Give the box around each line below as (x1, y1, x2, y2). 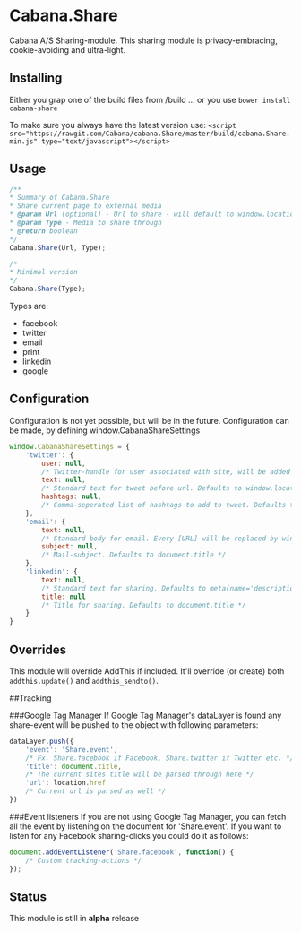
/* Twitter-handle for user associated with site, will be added (41, 467, 291, 476)
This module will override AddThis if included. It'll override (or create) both (9, 665, 285, 677)
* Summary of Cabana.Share (9, 194, 110, 203)
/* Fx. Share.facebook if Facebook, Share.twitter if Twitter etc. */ (25, 754, 295, 763)
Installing (9, 71, 63, 86)
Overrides (9, 642, 67, 657)
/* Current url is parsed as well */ (25, 787, 167, 796)
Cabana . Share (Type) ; (9, 284, 87, 294)
